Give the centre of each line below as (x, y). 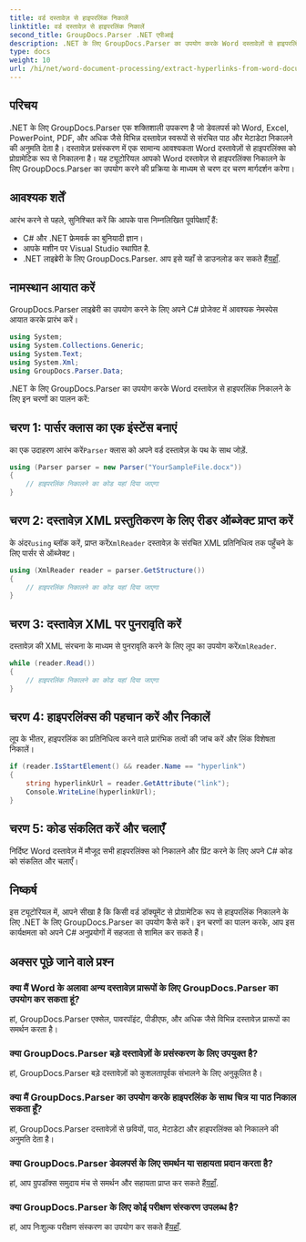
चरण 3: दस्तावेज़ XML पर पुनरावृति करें (96, 624)
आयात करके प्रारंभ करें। (44, 320)
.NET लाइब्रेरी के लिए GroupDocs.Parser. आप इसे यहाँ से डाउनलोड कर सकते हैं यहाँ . (151, 258)
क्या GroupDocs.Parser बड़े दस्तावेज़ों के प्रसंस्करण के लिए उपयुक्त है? (133, 1053)
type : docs (30, 52)
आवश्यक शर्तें (37, 198)
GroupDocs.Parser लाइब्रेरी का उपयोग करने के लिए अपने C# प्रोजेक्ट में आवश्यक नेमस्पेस (144, 310)
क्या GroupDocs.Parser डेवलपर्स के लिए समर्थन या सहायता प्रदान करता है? (141, 1163)
